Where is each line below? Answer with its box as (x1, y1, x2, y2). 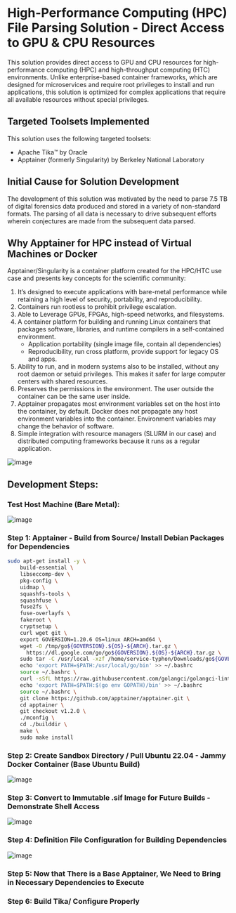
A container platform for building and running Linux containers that (17, 317, 211, 326)
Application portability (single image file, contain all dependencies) (27, 340, 221, 348)
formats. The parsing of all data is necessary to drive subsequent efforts (7, 209, 217, 218)
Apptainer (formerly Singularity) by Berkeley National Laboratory (17, 155, 205, 164)
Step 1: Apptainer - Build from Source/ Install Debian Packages (7, 532, 225, 542)
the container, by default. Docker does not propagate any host (17, 407, 198, 416)
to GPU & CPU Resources (7, 35, 156, 51)
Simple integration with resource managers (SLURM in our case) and (17, 430, 216, 438)
